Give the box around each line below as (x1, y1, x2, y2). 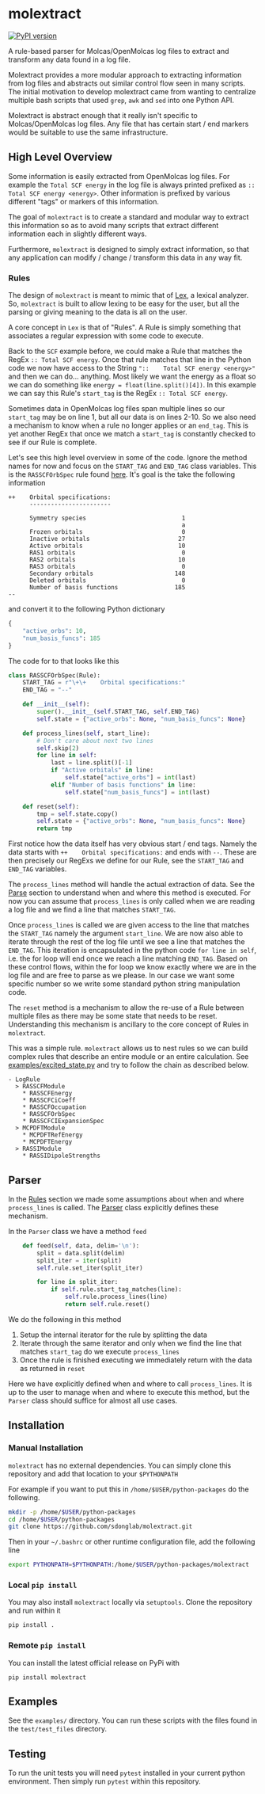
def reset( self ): (22, 802, 80, 810)
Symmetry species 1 (28, 514, 186, 523)
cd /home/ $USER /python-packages (8, 1515, 115, 1523)
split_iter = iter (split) (36, 1256, 123, 1264)
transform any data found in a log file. (8, 55, 131, 64)
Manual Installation (8, 1442, 84, 1453)
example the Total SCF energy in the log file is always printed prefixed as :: (8, 180, 256, 189)
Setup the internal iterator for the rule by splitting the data (19, 1330, 208, 1339)
